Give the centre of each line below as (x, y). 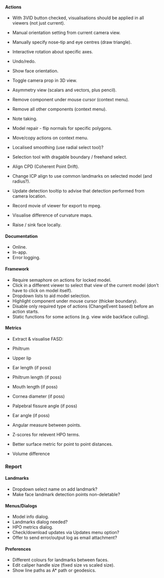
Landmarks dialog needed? (40, 522)
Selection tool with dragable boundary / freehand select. (70, 157)
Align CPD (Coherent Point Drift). (46, 167)
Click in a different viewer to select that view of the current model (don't (85, 285)
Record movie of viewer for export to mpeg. (57, 206)
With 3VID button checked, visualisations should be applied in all (78, 18)
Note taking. (25, 119)
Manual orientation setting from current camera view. (66, 33)
